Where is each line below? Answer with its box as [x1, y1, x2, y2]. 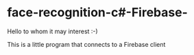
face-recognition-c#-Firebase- [7, 5, 189, 20]
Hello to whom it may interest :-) [7, 27, 98, 35]
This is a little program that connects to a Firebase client [7, 40, 166, 48]
